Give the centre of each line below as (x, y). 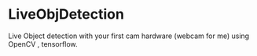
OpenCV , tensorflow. (43, 44)
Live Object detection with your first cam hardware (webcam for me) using (129, 36)
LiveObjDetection (66, 14)
